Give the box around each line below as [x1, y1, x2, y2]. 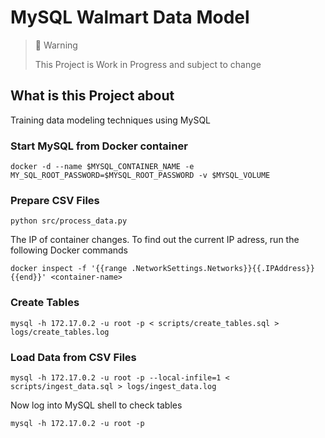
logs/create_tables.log [10, 327, 110, 337]
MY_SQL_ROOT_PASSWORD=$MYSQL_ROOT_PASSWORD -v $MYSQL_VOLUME [10, 171, 271, 181]
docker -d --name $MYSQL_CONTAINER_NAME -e [10, 162, 195, 172]
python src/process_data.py [10, 216, 128, 226]
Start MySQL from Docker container [10, 139, 188, 153]
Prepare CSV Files [10, 193, 100, 207]
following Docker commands [10, 244, 128, 256]
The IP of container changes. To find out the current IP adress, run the [10, 234, 300, 246]
